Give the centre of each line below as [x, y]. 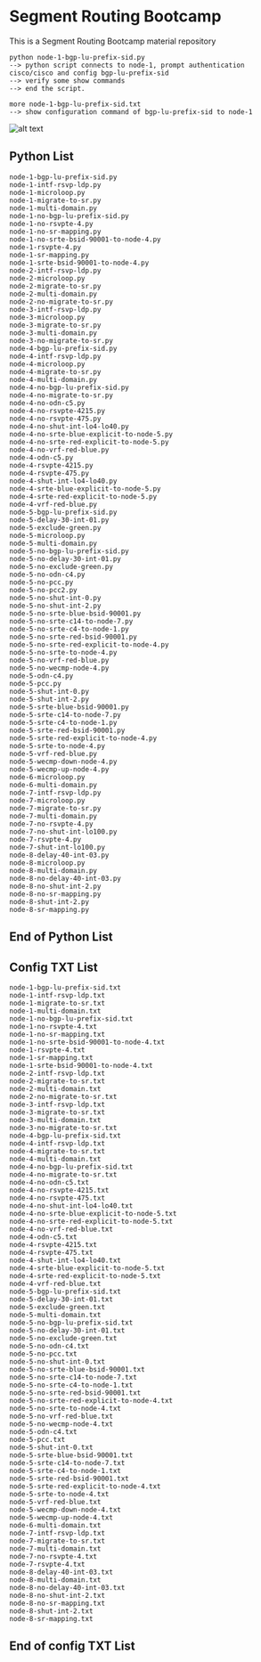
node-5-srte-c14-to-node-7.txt [67, 1462]
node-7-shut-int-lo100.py [57, 847]
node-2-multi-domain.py [53, 294]
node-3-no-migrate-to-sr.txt [63, 1128]
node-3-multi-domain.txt [55, 1120]
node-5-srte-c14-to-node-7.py [65, 714]
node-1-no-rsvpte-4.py [51, 224]
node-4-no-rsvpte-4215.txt [59, 1190]
